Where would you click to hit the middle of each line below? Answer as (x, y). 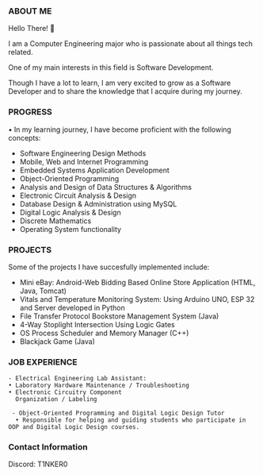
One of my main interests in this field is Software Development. (111, 68)
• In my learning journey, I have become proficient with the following (120, 129)
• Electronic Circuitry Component (65, 392)
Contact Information (48, 447)
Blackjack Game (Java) (57, 341)
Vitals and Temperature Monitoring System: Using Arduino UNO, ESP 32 (137, 299)
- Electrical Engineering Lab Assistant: (78, 379)
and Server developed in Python (72, 307)
